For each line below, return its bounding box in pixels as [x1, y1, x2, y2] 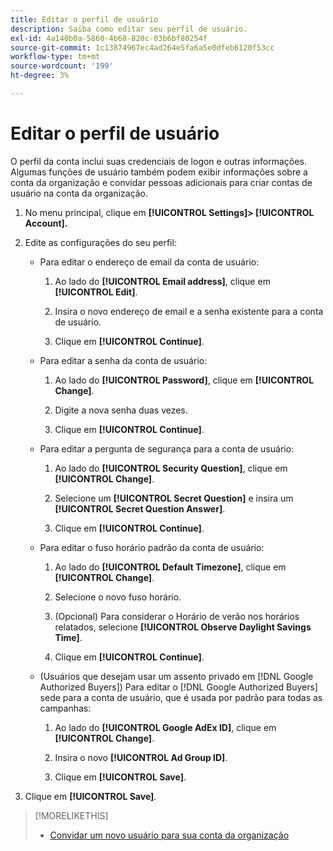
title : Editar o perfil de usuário [10, 14, 159, 25]
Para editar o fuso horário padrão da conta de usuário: [39, 541, 265, 553]
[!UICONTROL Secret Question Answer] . [54, 502, 226, 515]
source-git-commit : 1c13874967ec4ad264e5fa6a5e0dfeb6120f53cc [10, 42, 275, 53]
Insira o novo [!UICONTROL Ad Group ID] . [54, 751, 228, 763]
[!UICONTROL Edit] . [54, 286, 138, 298]
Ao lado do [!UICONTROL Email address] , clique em [54, 275, 271, 287]
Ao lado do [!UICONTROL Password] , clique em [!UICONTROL [54, 374, 315, 386]
